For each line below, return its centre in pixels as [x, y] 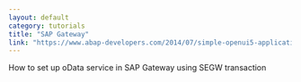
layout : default [39, 17]
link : [18, 42]
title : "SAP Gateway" [49, 34]
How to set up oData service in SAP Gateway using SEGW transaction [137, 68]
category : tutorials [47, 26]
